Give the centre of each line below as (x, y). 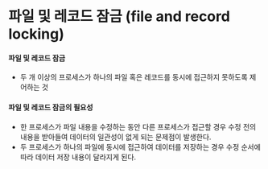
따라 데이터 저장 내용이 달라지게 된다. (78, 157)
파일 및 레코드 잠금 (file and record (120, 16)
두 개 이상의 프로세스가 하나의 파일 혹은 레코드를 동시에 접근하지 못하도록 (134, 77)
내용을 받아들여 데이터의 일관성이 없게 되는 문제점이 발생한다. (115, 137)
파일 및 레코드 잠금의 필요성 (51, 107)
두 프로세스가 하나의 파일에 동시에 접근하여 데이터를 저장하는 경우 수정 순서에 (140, 146)
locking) (36, 34)
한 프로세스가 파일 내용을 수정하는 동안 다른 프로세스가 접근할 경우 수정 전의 (138, 126)
